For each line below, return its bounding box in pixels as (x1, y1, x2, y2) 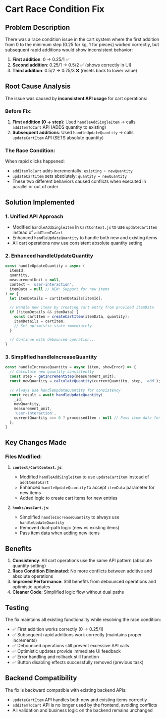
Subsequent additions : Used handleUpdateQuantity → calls (12, 130, 134, 136)
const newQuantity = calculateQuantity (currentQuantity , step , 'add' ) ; (9, 379, 161, 384)
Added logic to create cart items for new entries (19, 495, 118, 501)
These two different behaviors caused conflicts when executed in (12, 178, 146, 184)
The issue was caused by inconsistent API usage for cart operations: (5, 95, 148, 101)
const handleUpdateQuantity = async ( (5, 263, 85, 268)
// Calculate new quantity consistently (9, 369, 94, 374)
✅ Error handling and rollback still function (12, 654, 99, 660)
